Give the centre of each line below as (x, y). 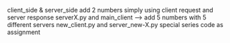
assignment (24, 32)
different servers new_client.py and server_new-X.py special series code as (115, 25)
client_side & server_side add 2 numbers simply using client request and (110, 10)
